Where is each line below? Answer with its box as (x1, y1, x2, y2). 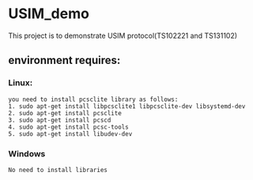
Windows (8, 148, 46, 159)
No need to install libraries (8, 166, 108, 174)
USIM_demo (8, 5, 89, 23)
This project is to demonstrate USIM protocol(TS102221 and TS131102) (8, 31, 238, 40)
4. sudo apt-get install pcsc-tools (8, 123, 129, 131)
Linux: (8, 77, 33, 88)
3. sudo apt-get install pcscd (8, 116, 111, 124)
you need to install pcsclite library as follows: (8, 96, 179, 103)
